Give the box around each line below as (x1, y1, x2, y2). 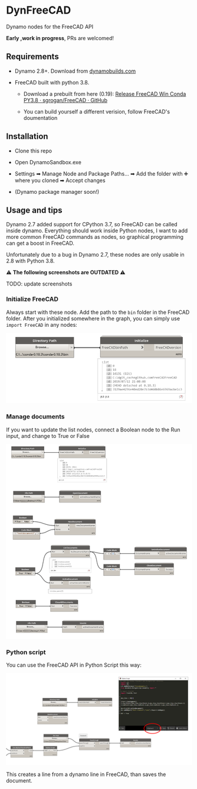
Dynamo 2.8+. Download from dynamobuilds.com (14, 67, 136, 74)
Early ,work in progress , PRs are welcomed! (6, 34, 114, 41)
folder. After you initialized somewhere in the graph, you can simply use (6, 314, 180, 322)
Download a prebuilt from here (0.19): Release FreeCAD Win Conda (23, 90, 186, 98)
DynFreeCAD (6, 4, 71, 17)
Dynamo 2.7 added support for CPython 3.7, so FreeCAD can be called (6, 221, 178, 228)
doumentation (23, 114, 58, 121)
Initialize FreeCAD (6, 295, 59, 303)
